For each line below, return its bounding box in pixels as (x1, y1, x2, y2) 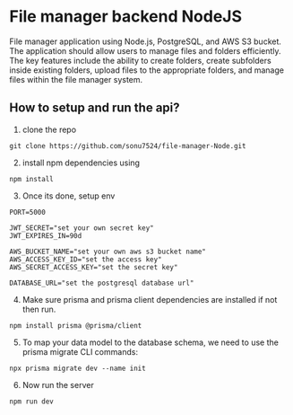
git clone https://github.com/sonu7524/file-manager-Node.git (9, 141, 246, 150)
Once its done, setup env (22, 190, 116, 201)
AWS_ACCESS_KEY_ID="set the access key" (9, 254, 163, 264)
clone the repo (22, 124, 77, 135)
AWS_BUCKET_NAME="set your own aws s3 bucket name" (9, 247, 206, 256)
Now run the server (22, 379, 94, 390)
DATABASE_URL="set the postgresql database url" (9, 278, 194, 287)
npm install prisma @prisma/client (9, 321, 142, 330)
